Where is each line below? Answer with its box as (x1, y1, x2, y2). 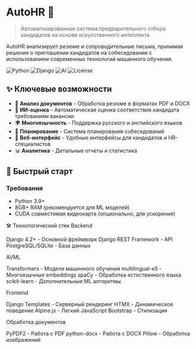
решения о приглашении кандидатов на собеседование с (6, 49, 153, 56)
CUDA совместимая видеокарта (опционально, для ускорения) (14, 210, 176, 217)
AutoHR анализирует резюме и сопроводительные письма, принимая (6, 43, 184, 50)
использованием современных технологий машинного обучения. (6, 55, 173, 62)
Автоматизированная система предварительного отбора (20, 25, 166, 32)
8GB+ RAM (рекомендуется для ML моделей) (14, 204, 130, 211)
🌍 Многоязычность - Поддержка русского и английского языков (14, 119, 182, 126)
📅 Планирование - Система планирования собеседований (14, 128, 165, 135)
